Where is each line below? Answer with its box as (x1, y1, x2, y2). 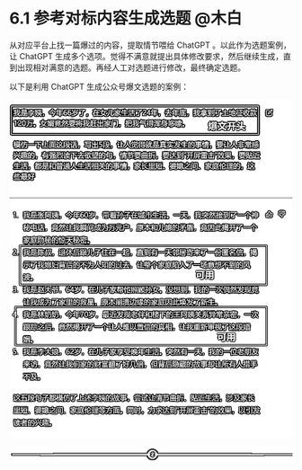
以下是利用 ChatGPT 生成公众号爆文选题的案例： (9, 81, 190, 92)
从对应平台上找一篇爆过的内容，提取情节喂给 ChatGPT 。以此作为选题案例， (9, 40, 292, 50)
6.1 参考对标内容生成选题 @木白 (9, 8, 243, 29)
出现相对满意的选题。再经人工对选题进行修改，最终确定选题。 (16, 62, 245, 73)
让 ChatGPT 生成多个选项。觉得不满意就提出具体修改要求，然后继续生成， (9, 50, 284, 61)
